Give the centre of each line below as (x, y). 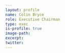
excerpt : (14, 38)
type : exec (17, 24)
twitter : (14, 43)
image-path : (18, 33)
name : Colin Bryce (25, 15)
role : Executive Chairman (32, 19)
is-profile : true (24, 29)
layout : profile (22, 10)
